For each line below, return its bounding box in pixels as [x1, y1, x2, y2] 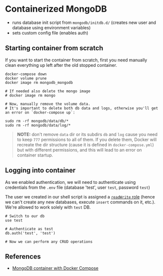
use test [5, 218, 23, 223]
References [5, 252, 41, 260]
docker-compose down [5, 72, 47, 77]
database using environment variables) [12, 24, 91, 30]
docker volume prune [5, 76, 47, 81]
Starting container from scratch [5, 44, 103, 52]
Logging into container [5, 166, 76, 175]
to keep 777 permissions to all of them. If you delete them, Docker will [17, 137, 157, 142]
